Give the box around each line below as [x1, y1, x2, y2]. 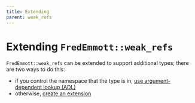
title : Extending [6, 8, 50, 15]
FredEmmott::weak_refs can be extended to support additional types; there [6, 60, 190, 67]
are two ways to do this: [6, 66, 65, 73]
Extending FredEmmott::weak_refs [6, 40, 173, 54]
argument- [144, 77, 171, 85]
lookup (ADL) [43, 84, 76, 91]
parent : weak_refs [6, 14, 52, 20]
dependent [14, 84, 42, 91]
